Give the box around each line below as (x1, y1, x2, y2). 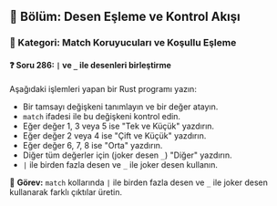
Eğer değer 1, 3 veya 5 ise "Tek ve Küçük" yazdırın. (22, 120, 215, 131)
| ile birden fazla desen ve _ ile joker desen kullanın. (22, 159, 219, 170)
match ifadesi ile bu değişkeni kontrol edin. (22, 110, 180, 121)
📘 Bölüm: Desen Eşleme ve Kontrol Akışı (9, 9, 241, 25)
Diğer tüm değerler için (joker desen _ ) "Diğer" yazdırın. (22, 149, 232, 160)
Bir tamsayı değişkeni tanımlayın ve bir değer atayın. (22, 101, 219, 112)
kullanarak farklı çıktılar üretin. (9, 186, 123, 197)
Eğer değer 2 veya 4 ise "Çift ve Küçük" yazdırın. (22, 129, 207, 141)
